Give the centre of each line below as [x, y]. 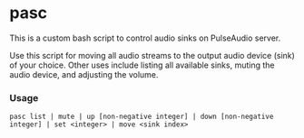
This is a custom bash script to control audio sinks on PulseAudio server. [145, 38]
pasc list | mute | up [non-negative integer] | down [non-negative [142, 117]
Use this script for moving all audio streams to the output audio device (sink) [152, 55]
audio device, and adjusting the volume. [84, 74]
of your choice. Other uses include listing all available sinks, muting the [142, 65]
